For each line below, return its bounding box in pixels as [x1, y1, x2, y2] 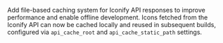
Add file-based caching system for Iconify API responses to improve [7, 6, 205, 14]
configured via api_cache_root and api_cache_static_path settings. [7, 28, 203, 36]
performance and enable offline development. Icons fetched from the [7, 13, 208, 21]
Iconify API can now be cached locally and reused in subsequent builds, [7, 21, 217, 28]
